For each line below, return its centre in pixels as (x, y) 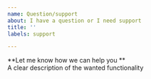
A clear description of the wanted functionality (75, 68)
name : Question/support (43, 14)
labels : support (31, 34)
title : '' (22, 27)
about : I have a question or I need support (74, 21)
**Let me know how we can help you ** (67, 60)
